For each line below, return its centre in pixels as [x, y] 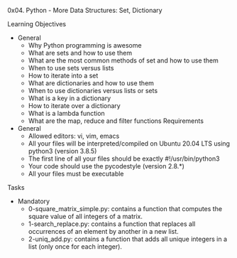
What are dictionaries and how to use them [91, 83]
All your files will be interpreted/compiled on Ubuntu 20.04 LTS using [129, 144]
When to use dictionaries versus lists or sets [93, 91]
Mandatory [34, 201]
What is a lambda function [66, 113]
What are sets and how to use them [80, 53]
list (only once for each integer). [75, 247]
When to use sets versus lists [71, 68]
